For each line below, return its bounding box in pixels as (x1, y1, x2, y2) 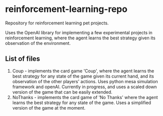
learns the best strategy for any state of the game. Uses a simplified (12, 100, 151, 106)
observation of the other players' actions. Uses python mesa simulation (12, 78, 159, 84)
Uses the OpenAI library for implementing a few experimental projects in (5, 29, 153, 35)
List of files (5, 55, 41, 63)
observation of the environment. (5, 40, 71, 46)
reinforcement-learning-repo (5, 3, 128, 15)
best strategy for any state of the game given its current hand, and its (12, 73, 155, 79)
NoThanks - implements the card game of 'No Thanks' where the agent (12, 94, 158, 100)
